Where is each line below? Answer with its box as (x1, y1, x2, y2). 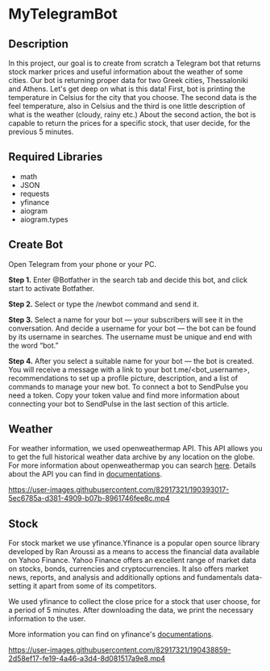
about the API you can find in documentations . (8, 469, 163, 479)
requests (19, 189, 50, 198)
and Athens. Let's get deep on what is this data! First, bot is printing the (8, 84, 246, 94)
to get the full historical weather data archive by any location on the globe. (8, 452, 255, 462)
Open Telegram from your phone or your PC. (8, 259, 157, 269)
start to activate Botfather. (8, 283, 95, 293)
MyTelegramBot (8, 5, 118, 23)
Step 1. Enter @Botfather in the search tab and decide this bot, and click (8, 275, 248, 285)
